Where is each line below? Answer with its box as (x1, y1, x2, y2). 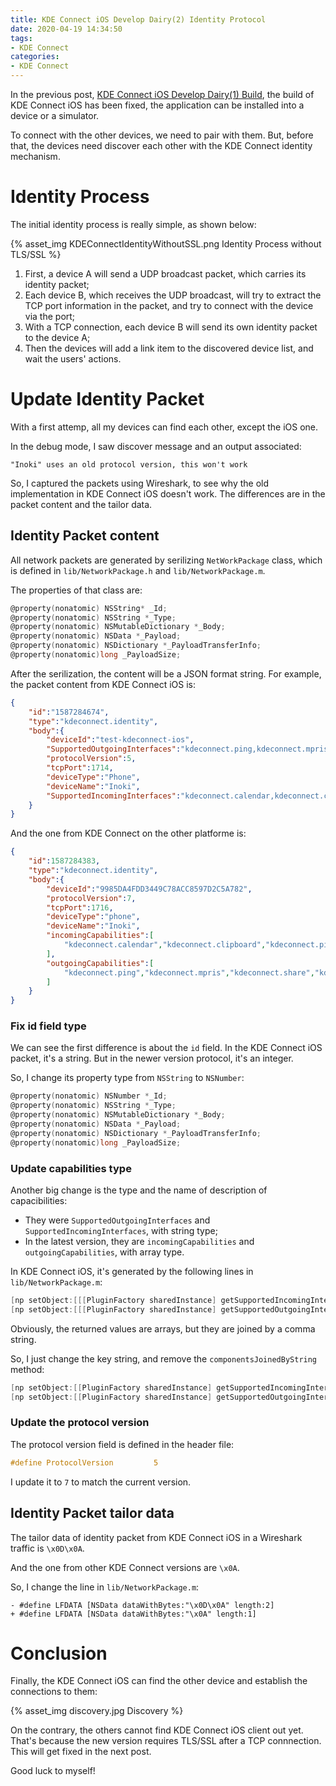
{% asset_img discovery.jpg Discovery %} (10, 1705, 184, 1717)
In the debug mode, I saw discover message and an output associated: (10, 440, 302, 452)
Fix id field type (10, 1019, 87, 1033)
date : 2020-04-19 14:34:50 (10, 24, 123, 34)
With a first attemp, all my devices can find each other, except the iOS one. (10, 421, 319, 433)
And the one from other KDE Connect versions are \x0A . (10, 1561, 240, 1573)
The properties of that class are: (10, 584, 143, 596)
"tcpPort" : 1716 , (46, 902, 114, 913)
